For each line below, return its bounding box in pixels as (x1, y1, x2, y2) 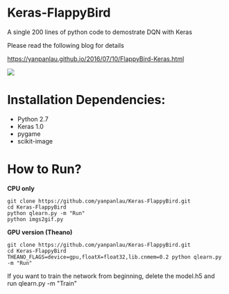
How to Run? (7, 162, 82, 178)
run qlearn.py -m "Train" (7, 279, 78, 287)
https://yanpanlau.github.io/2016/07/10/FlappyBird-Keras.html (7, 54, 185, 63)
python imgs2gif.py (7, 216, 64, 223)
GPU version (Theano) (7, 227, 73, 236)
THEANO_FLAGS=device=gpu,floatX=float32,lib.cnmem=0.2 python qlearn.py (7, 253, 222, 261)
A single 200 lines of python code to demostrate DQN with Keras (7, 28, 193, 36)
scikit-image (17, 137, 53, 145)
